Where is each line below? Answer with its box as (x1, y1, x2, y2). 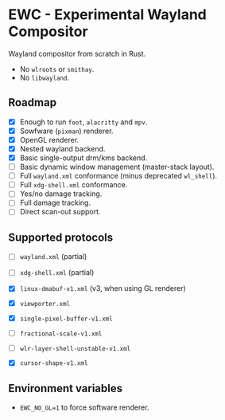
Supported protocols (8, 230, 114, 244)
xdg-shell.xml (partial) (19, 268, 95, 277)
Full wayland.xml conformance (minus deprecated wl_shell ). (19, 171, 217, 181)
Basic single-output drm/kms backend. (19, 153, 148, 163)
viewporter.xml (19, 300, 71, 308)
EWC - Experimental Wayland (8, 6, 207, 24)
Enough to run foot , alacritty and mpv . (19, 117, 148, 127)
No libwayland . (19, 73, 70, 82)
